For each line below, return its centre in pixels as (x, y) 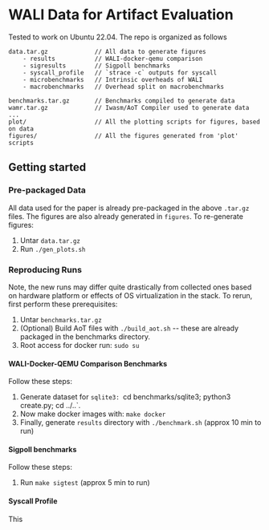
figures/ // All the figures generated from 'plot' (124, 136)
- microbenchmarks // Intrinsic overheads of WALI (113, 79)
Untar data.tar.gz (50, 240)
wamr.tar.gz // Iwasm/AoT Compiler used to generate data (129, 107)
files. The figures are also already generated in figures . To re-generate (126, 216)
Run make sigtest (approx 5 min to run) (85, 483)
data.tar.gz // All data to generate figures (107, 51)
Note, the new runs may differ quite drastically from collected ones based (130, 287)
